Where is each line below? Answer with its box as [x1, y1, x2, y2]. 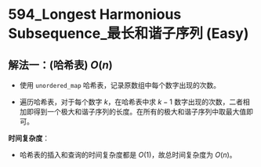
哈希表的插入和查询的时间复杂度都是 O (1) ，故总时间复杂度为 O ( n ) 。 [19, 151, 237, 159]
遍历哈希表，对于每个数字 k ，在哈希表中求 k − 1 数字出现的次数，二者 [19, 97, 243, 107]
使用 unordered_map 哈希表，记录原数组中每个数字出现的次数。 [19, 81, 221, 89]
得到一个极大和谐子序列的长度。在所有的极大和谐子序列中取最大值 [33, 107, 247, 116]
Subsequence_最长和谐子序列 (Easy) [8, 25, 249, 42]
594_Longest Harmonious [8, 5, 182, 24]
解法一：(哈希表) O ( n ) [8, 58, 113, 71]
